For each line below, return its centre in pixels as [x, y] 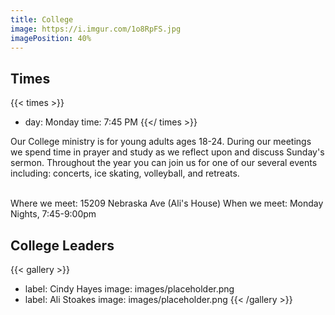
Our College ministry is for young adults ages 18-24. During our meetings [161, 142]
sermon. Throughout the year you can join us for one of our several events [164, 163]
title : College [42, 19]
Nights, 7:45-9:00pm [53, 214]
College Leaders [62, 245]
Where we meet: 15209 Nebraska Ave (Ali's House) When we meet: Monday [167, 203]
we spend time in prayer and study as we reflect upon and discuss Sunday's [167, 152]
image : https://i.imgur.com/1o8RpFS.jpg [96, 29]
